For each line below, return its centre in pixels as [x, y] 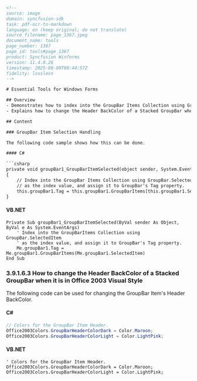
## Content [19, 122]
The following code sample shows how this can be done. [76, 143]
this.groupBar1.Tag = [43, 191]
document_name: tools [33, 41]
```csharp [18, 164]
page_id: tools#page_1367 [38, 52]
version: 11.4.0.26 [30, 62]
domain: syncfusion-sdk [35, 19]
